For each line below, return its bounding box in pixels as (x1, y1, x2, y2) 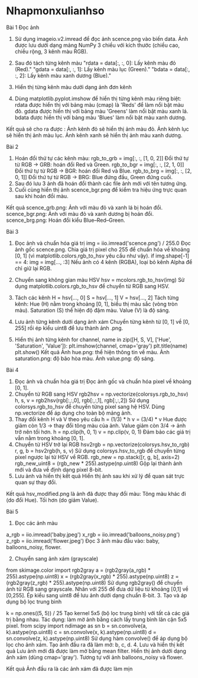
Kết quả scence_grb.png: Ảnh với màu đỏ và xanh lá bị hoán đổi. (6, 203, 163, 211)
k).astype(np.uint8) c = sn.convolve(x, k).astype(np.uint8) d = (6, 628, 157, 635)
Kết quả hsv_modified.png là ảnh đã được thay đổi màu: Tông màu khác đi (6, 490, 186, 497)
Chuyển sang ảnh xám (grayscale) (14, 555, 99, 562)
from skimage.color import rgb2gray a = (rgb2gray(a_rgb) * (6, 566, 151, 574)
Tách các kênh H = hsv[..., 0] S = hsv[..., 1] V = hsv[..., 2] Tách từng (14, 294, 179, 301)
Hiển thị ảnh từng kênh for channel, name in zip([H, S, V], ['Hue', (14, 336, 171, 343)
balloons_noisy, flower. (6, 543, 62, 550)
